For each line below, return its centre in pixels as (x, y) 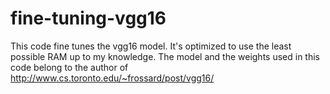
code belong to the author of (69, 67)
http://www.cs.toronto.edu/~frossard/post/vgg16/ (112, 78)
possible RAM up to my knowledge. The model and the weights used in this (165, 56)
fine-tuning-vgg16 (88, 18)
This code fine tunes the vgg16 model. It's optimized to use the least (151, 46)
